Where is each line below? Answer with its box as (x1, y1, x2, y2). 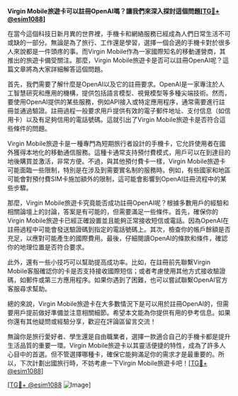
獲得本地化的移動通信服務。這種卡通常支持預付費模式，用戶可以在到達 (13, 148, 218, 157)
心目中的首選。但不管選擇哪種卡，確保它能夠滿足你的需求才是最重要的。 (7, 350, 218, 358)
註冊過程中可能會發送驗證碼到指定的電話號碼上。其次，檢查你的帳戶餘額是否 (7, 225, 231, 233)
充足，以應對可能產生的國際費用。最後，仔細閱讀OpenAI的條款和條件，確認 (7, 234, 228, 242)
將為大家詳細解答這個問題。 (25, 65, 107, 73)
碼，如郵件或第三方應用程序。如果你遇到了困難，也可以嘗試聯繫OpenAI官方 (7, 276, 228, 284)
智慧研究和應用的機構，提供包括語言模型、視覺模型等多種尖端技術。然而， (13, 89, 231, 97)
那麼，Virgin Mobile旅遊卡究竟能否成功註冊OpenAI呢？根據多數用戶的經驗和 (7, 198, 229, 207)
